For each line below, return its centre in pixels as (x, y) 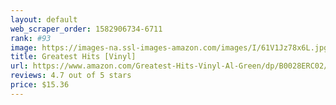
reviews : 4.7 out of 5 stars (71, 76)
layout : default (44, 19)
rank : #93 (31, 38)
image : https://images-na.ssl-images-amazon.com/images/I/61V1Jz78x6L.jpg (169, 47)
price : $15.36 (40, 85)
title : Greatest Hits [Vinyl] (73, 57)
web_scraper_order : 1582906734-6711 (86, 29)
